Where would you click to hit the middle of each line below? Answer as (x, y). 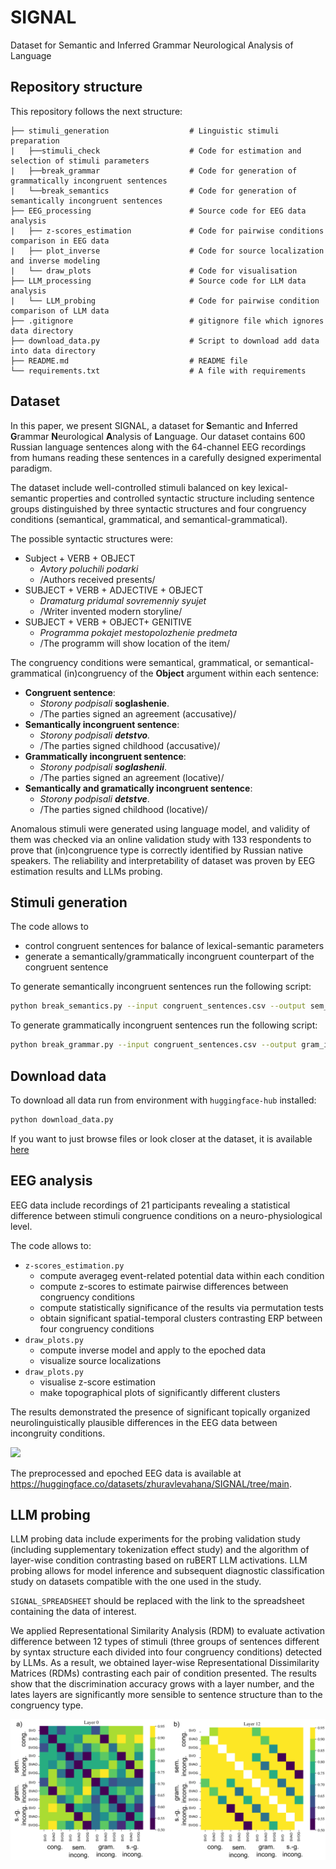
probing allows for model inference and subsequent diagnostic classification (167, 1571)
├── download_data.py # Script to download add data (165, 341)
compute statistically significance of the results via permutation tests (181, 1307)
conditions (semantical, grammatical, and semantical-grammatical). (149, 519)
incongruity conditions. (58, 1433)
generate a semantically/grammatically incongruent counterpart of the (169, 957)
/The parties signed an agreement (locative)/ (132, 777)
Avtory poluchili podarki (89, 568)
